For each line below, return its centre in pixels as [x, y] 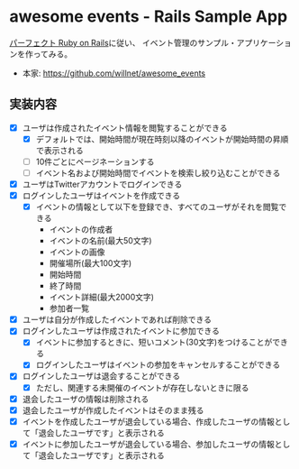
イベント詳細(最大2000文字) [102, 297]
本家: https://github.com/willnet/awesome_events [113, 73]
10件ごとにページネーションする [95, 161]
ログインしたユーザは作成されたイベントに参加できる [121, 331]
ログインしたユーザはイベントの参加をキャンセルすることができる [158, 365]
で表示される [59, 150]
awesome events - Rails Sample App [149, 17]
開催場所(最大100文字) [91, 263]
